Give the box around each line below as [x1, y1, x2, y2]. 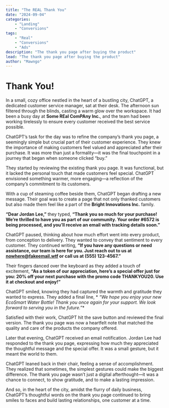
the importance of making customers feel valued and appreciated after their [6, 145, 162, 151]
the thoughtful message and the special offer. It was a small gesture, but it [6, 346, 159, 352]
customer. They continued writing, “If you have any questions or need [6, 242, 152, 248]
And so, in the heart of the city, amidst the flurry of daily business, [6, 386, 142, 393]
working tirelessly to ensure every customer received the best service [6, 119, 150, 125]
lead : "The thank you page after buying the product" [6, 54, 121, 59]
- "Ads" [15, 45, 31, 50]
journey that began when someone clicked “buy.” [6, 155, 107, 161]
